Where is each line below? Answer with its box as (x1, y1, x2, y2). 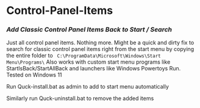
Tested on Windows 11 (6, 71, 62, 79)
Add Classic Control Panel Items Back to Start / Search (6, 25, 173, 34)
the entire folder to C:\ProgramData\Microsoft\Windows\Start (6, 52, 161, 59)
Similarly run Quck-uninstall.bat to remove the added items (6, 95, 154, 102)
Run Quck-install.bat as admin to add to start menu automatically (6, 83, 170, 90)
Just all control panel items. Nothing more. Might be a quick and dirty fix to (6, 39, 195, 46)
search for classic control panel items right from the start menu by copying (6, 46, 195, 53)
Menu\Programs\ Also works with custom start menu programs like (6, 58, 171, 66)
